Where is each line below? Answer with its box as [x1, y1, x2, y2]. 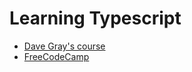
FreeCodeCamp [23, 50, 90, 62]
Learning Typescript [9, 7, 182, 30]
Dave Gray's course [23, 40, 106, 52]
